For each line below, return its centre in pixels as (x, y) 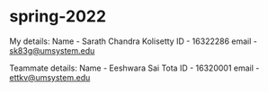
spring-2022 (58, 17)
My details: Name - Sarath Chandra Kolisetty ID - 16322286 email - (134, 41)
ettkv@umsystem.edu (50, 77)
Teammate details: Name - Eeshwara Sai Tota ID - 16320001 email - (134, 68)
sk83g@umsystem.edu (52, 50)
